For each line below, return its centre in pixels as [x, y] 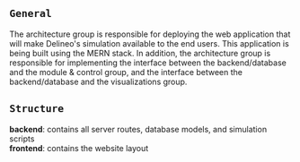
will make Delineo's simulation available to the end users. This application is [149, 43]
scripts [22, 139]
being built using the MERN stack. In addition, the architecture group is [140, 53]
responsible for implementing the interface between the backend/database [148, 63]
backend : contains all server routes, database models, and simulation [138, 129]
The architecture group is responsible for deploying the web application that [150, 34]
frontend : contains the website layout [79, 148]
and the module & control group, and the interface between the [126, 72]
